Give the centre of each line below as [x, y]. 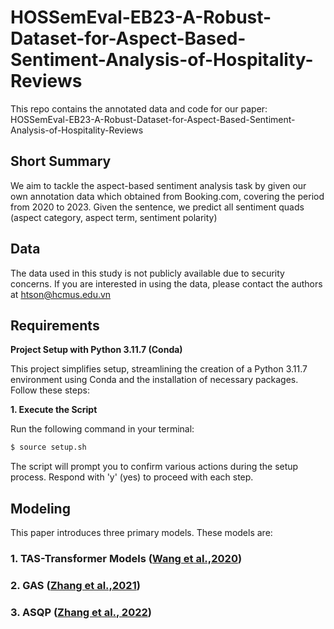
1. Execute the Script [54, 410]
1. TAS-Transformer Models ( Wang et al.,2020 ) [126, 558]
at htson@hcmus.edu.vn [61, 294]
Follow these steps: [50, 390]
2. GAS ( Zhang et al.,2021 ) [75, 585]
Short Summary [61, 161]
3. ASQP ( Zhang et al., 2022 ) [81, 612]
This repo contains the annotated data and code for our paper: [139, 108]
